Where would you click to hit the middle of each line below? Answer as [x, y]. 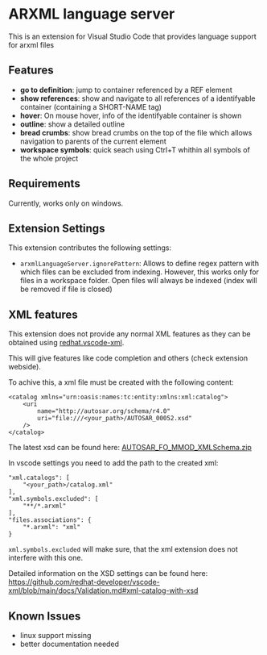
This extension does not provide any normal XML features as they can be [129, 334]
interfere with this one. [45, 558]
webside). [25, 367]
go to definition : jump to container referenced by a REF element [126, 90]
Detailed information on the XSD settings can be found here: [108, 574]
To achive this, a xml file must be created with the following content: [121, 382]
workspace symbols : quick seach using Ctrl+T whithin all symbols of [135, 149]
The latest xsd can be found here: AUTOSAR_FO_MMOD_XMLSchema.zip [130, 448]
